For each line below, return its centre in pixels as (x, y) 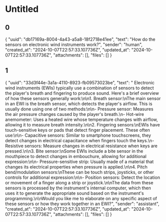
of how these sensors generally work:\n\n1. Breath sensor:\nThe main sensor (83, 98)
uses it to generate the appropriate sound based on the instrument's (75, 193)
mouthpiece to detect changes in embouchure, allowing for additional (76, 156)
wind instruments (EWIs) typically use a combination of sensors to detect (80, 88)
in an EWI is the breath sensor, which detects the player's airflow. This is (79, 104)
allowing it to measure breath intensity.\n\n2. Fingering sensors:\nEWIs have (83, 124)
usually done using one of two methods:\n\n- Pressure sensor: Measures (79, 109)
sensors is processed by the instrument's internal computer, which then (78, 188)
